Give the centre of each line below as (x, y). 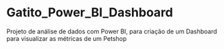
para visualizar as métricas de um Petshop (67, 38)
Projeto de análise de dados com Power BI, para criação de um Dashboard (112, 31)
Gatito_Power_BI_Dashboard (90, 13)
